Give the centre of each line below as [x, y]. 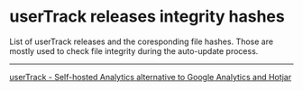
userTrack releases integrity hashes [147, 17]
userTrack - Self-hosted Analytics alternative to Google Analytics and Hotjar [150, 77]
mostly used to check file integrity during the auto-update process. [134, 50]
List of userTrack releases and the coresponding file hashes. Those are [141, 41]
